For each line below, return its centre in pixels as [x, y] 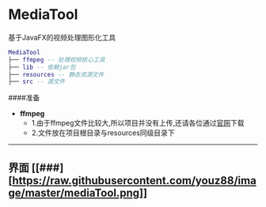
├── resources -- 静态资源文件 [56, 74]
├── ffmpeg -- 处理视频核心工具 [57, 60]
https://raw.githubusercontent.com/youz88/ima [134, 181]
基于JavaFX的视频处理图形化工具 [62, 37]
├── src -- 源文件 [37, 82]
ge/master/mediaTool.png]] [78, 192]
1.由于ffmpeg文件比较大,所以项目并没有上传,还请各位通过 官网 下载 [138, 123]
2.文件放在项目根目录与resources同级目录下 [103, 133]
